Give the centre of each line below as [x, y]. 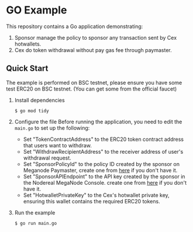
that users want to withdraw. [58, 145]
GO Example [37, 10]
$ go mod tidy [32, 111]
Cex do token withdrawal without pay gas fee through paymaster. [93, 50]
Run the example [35, 212]
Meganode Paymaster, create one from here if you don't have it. [100, 170]
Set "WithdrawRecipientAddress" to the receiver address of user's [103, 151]
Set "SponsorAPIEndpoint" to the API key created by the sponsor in [104, 176]
